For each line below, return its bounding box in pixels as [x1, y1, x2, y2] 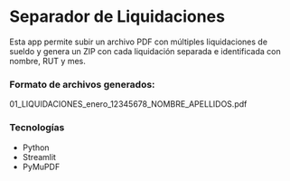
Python [22, 142, 50, 153]
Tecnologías [9, 121, 65, 134]
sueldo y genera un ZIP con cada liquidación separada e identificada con [9, 45, 282, 56]
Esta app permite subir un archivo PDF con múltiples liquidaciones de [9, 36, 268, 47]
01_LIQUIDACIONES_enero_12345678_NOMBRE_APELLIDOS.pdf [9, 99, 248, 110]
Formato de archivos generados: [9, 78, 155, 90]
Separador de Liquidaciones [9, 6, 226, 27]
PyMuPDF [22, 161, 61, 172]
